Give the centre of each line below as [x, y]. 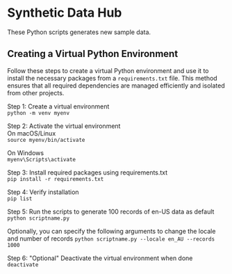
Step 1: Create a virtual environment [58, 106]
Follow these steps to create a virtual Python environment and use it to [108, 70]
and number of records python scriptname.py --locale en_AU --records [111, 239]
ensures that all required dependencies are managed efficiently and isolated [116, 86]
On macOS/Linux [32, 133]
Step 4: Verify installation [43, 192]
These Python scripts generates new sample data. [79, 32]
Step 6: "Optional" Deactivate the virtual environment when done [100, 258]
